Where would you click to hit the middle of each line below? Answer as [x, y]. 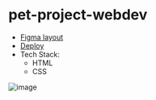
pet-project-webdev [78, 15]
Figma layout [41, 37]
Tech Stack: [40, 54]
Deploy [32, 45]
